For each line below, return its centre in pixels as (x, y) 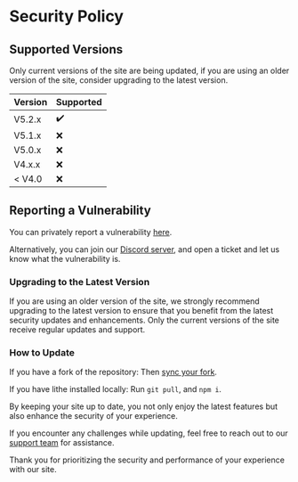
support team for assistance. (62, 443)
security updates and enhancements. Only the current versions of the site (145, 320)
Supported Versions (66, 49)
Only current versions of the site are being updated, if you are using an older (149, 70)
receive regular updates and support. (77, 330)
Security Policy (67, 16)
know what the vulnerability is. (65, 258)
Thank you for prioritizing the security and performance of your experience (147, 460)
